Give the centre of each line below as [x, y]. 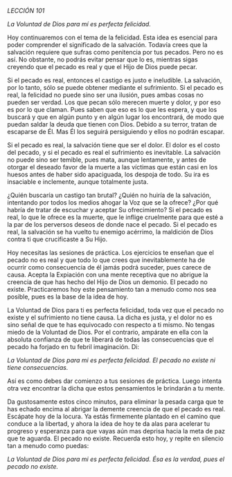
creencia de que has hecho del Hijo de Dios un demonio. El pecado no [107, 282]
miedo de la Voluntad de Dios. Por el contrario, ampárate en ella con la [108, 332]
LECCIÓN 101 [26, 11]
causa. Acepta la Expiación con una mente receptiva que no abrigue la [108, 274]
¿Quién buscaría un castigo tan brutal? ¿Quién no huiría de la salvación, [109, 195]
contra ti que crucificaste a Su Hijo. [57, 239]
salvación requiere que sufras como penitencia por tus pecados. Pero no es [115, 52]
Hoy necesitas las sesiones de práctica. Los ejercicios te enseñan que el [111, 253]
